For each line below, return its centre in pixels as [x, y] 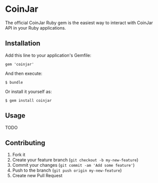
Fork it [19, 155]
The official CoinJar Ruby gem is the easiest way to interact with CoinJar [79, 23]
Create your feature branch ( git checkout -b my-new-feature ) [75, 160]
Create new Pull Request [37, 176]
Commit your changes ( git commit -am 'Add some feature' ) [73, 165]
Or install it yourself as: [28, 91]
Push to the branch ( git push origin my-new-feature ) [67, 170]
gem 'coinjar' [20, 64]
